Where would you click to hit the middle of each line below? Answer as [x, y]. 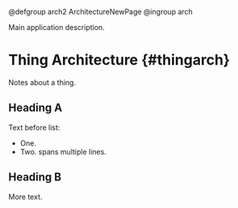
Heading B [35, 177]
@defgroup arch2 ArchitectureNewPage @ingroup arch [101, 12]
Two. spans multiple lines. [63, 151]
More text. [25, 197]
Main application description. [56, 27]
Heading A [35, 108]
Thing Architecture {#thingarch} [119, 60]
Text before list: [34, 127]
